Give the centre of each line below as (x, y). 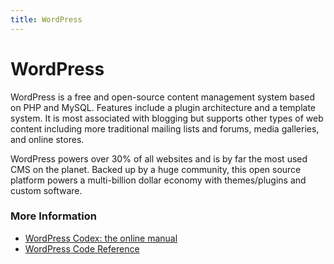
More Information (53, 216)
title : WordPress (46, 19)
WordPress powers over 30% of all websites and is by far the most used (159, 158)
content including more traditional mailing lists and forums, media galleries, (165, 128)
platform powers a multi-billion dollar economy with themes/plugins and (158, 180)
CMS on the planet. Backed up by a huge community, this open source (156, 169)
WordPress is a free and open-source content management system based (163, 97)
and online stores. (47, 139)
